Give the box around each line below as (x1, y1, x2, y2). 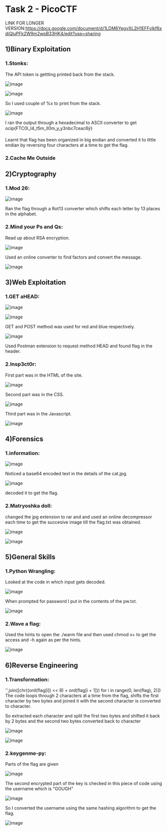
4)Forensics (5, 434, 43, 443)
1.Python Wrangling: (5, 567, 56, 574)
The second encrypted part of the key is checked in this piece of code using (5, 781, 162, 787)
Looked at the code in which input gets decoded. (5, 579, 106, 585)
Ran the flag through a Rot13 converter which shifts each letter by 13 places (5, 206, 161, 212)
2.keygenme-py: (5, 750, 46, 757)
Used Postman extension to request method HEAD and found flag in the (5, 343, 153, 349)
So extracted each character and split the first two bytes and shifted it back (5, 713, 161, 719)
